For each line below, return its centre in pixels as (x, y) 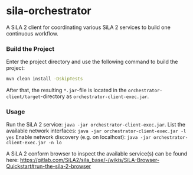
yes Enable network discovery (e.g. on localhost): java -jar (79, 137)
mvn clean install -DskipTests (45, 79)
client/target (24, 97)
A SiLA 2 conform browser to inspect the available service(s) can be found (97, 154)
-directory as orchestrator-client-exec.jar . (95, 96)
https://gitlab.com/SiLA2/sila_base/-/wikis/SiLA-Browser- (90, 160)
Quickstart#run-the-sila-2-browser (49, 166)
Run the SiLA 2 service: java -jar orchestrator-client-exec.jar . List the (96, 125)
